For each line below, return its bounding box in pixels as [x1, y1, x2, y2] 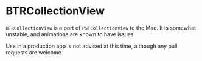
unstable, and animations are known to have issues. [5, 30, 135, 37]
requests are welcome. [5, 48, 63, 56]
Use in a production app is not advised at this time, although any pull [5, 42, 178, 50]
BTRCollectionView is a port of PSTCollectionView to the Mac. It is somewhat [5, 24, 196, 31]
